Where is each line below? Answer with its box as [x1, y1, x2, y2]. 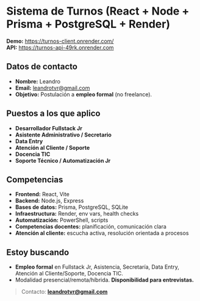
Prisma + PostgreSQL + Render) [6, 17, 171, 31]
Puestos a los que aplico [6, 108, 101, 119]
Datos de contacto [6, 62, 78, 72]
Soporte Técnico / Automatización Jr [15, 157, 111, 164]
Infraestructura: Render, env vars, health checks [15, 210, 139, 218]
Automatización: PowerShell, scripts [15, 216, 109, 224]
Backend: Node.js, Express [15, 197, 84, 205]
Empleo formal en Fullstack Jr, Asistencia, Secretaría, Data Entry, [15, 263, 180, 271]
